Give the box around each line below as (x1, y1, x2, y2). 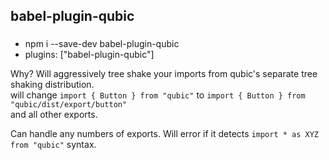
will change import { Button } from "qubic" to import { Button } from (10, 89, 306, 101)
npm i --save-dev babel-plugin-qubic (24, 38, 180, 50)
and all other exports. (10, 109, 98, 121)
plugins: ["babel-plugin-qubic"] (24, 49, 155, 61)
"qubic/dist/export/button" (10, 100, 128, 110)
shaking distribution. (10, 79, 95, 91)
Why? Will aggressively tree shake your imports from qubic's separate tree (10, 68, 318, 80)
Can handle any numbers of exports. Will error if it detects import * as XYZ (10, 128, 320, 140)
